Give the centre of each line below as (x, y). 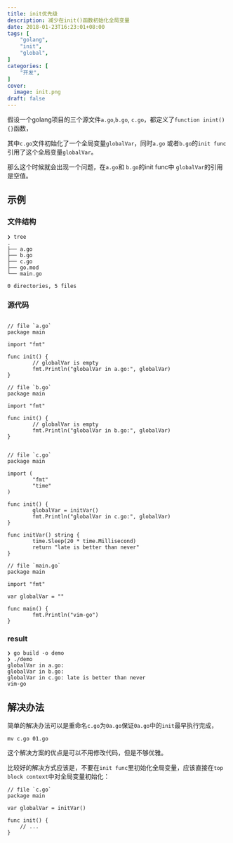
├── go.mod (23, 268)
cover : (17, 86)
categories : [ (28, 66)
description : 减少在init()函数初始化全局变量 (68, 20)
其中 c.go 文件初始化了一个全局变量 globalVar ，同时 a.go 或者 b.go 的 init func (117, 143)
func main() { (28, 608)
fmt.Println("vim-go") (66, 615)
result (18, 639)
